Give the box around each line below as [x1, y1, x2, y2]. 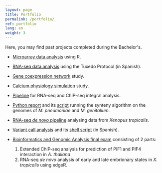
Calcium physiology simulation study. [12, 83, 89, 89]
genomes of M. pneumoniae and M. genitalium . [12, 108, 110, 113]
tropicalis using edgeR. [19, 162, 67, 168]
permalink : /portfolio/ [5, 16, 55, 21]
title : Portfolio [5, 12, 41, 17]
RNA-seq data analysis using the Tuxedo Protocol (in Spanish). [12, 63, 142, 69]
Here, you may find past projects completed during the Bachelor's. [5, 44, 142, 50]
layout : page [5, 7, 32, 12]
